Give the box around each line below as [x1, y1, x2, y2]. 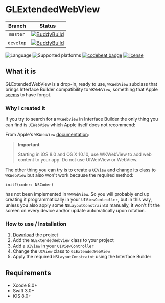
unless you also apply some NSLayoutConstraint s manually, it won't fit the [5, 202, 160, 208]
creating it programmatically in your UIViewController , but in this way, [5, 196, 152, 203]
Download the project [12, 232, 59, 238]
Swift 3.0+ [12, 288, 35, 294]
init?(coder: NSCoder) [5, 182, 54, 188]
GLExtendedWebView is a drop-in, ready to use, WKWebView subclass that [5, 80, 157, 87]
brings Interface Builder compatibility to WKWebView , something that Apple [5, 86, 158, 92]
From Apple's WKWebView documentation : [5, 132, 89, 138]
